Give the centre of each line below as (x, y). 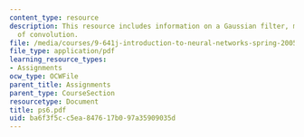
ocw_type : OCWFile (44, 77)
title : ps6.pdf (38, 110)
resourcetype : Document (54, 101)
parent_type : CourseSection (62, 93)
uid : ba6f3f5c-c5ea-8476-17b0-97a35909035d (93, 118)
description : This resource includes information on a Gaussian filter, (149, 26)
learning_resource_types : (58, 59)
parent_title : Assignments (60, 85)
